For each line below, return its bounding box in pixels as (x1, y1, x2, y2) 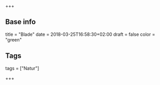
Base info (5, 17, 36, 26)
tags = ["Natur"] (5, 65, 39, 71)
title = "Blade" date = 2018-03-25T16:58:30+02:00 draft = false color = (5, 31, 155, 37)
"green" (5, 36, 22, 42)
